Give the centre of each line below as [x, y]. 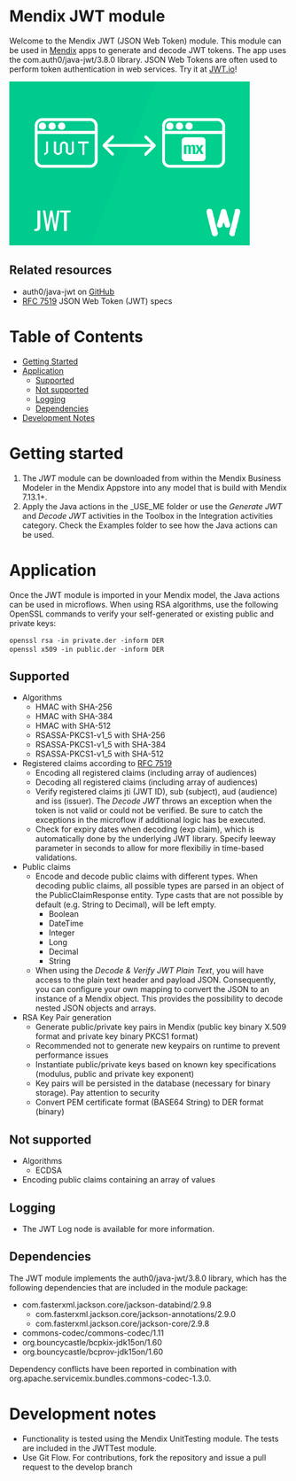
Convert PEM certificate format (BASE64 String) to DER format [149, 1102]
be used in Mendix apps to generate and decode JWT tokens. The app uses [148, 50]
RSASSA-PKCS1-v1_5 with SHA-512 [99, 754]
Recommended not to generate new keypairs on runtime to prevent [158, 1046]
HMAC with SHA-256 [74, 707]
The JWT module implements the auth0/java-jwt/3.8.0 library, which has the [148, 1278]
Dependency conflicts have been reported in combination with [123, 1369]
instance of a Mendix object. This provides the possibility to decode [159, 999]
